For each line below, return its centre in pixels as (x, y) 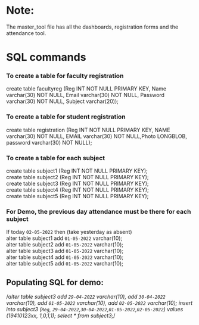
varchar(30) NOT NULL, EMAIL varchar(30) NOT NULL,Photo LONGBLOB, (97, 136)
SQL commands (46, 57)
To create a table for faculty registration (65, 76)
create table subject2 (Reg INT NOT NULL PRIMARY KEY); (77, 177)
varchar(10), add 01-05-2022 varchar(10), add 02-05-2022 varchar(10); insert (99, 303)
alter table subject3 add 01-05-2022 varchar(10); (65, 251)
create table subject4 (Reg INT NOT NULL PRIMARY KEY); (77, 190)
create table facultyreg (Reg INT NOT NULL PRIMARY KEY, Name (86, 89)
